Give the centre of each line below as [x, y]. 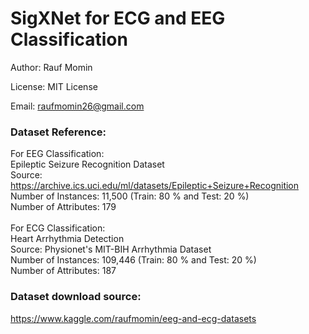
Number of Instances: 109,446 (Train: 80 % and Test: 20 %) [133, 260]
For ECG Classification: [58, 228]
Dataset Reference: [58, 132]
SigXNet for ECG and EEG [118, 18]
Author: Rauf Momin [51, 67]
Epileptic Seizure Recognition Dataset [87, 164]
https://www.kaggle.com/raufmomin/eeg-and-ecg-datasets [133, 318]
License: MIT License [54, 86]
